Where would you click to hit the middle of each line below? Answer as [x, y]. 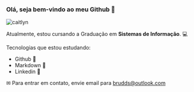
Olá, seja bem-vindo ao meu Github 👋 [61, 9]
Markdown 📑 [30, 65]
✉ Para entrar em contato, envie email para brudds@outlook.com [86, 83]
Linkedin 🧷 [28, 72]
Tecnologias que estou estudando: [48, 48]
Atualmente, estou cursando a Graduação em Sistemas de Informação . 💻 [97, 34]
